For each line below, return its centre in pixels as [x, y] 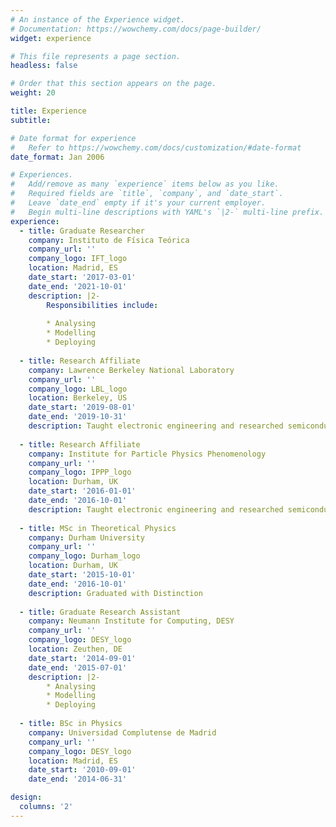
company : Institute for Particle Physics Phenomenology [147, 454]
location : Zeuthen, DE [75, 649]
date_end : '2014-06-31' [78, 779]
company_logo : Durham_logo [84, 556]
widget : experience [51, 38]
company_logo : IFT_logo [78, 259]
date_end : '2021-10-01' [78, 286]
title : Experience [48, 111]
